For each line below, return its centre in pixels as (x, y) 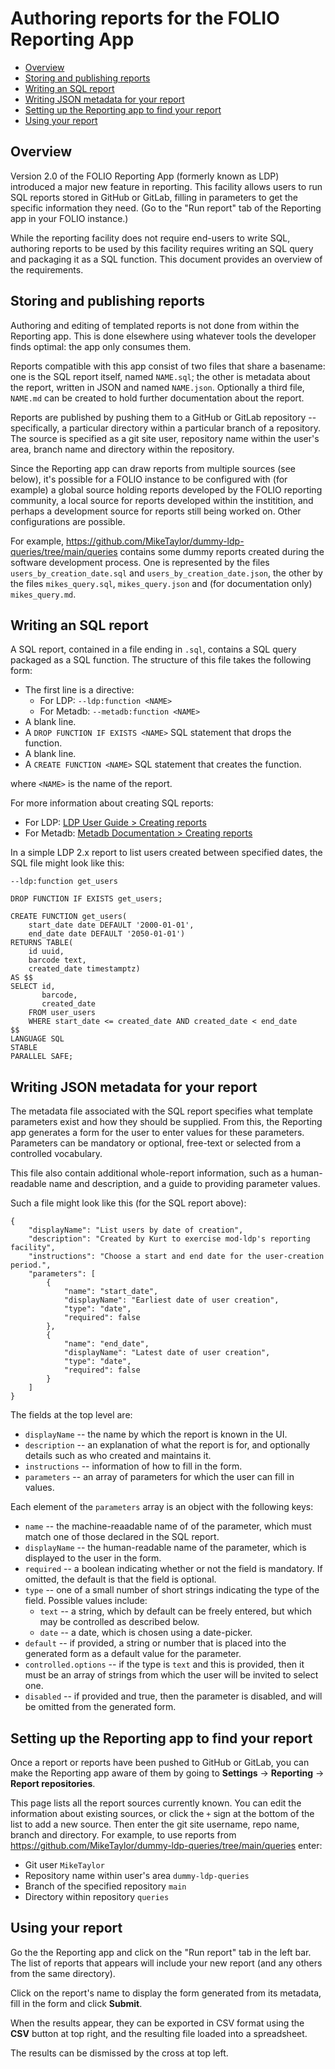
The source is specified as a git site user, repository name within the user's (165, 438)
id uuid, (46, 952)
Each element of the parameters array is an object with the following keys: (162, 1507)
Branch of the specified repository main (105, 1886)
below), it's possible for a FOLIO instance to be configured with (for (149, 479)
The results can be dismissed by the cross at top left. (119, 2053)
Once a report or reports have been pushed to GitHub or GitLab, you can (160, 1762)
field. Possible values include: (86, 1601)
